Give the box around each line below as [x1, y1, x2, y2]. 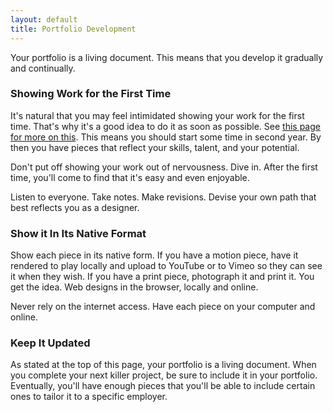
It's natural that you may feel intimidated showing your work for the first [10, 109, 305, 121]
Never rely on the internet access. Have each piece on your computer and [10, 301, 316, 313]
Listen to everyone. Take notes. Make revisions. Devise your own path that [10, 191, 317, 203]
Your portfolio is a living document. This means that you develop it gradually [10, 51, 324, 63]
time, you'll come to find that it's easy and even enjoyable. [10, 171, 250, 183]
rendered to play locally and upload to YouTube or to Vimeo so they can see [10, 260, 323, 272]
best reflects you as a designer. [10, 201, 140, 213]
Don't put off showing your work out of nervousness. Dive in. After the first [10, 161, 318, 173]
